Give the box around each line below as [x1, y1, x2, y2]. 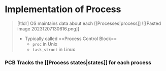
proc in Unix [32, 41, 58, 47]
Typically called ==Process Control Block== [24, 35, 117, 42]
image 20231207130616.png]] [17, 25, 80, 31]
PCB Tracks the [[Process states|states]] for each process [5, 59, 152, 66]
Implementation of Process [5, 4, 121, 15]
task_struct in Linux [32, 46, 76, 52]
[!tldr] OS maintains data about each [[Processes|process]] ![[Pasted [17, 20, 161, 26]
